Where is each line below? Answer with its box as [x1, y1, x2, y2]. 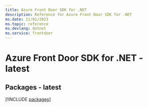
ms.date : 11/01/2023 [5, 17, 49, 22]
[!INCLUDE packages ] [5, 96, 51, 102]
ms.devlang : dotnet [5, 26, 46, 31]
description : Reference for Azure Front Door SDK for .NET [5, 12, 132, 17]
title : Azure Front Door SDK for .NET [5, 7, 87, 13]
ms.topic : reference [5, 21, 49, 27]
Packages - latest [5, 83, 62, 91]
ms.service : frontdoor [5, 31, 53, 36]
